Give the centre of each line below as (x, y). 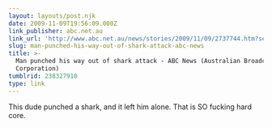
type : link (27, 83)
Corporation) (38, 69)
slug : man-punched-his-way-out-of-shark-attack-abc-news (106, 46)
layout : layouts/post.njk (52, 16)
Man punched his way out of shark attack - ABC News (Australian (128, 61)
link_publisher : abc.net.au (56, 31)
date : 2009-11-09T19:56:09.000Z (63, 23)
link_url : (25, 38)
